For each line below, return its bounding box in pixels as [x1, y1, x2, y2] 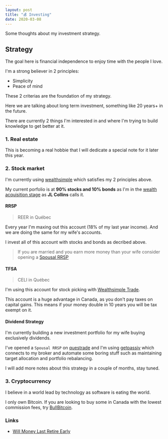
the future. [5, 108, 27, 114]
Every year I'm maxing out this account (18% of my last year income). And [5, 224, 158, 230]
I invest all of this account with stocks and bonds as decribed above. [5, 239, 147, 245]
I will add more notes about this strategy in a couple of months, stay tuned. [5, 365, 160, 371]
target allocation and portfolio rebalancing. [5, 356, 93, 362]
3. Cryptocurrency [5, 378, 52, 385]
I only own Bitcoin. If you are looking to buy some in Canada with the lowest [5, 399, 161, 405]
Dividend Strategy [5, 318, 44, 324]
